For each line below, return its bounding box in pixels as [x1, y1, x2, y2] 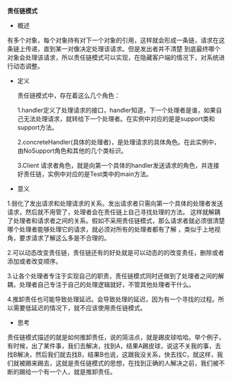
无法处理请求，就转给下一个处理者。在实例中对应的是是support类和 [23, 115, 215, 123]
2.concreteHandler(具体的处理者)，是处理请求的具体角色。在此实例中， [17, 138, 220, 146]
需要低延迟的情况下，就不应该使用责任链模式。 [12, 304, 146, 312]
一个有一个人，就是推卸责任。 [30, 367, 116, 376]
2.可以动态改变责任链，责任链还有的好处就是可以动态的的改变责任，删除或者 [7, 249, 224, 256]
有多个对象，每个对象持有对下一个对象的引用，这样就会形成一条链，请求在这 [7, 36, 225, 44]
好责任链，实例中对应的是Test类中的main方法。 [17, 170, 153, 178]
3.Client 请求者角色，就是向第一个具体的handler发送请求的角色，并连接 [17, 162, 220, 169]
